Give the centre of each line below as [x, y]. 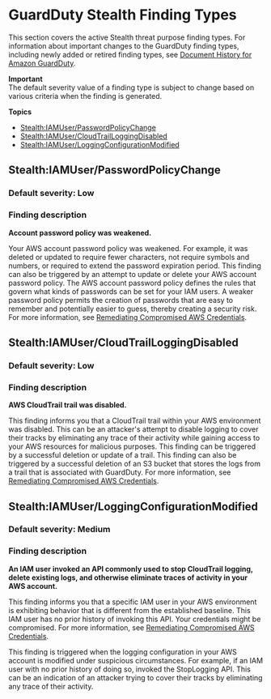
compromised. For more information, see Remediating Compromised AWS [131, 627]
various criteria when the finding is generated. [85, 96]
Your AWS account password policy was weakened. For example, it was [128, 248]
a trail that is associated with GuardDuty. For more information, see [120, 472]
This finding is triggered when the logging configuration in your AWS [123, 652]
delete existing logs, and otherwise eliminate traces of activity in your [128, 578]
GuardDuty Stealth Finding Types [123, 15]
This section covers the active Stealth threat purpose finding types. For [127, 37]
